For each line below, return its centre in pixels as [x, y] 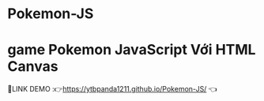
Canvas [33, 67]
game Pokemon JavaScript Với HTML [132, 50]
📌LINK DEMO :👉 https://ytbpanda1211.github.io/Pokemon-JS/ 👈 [112, 89]
